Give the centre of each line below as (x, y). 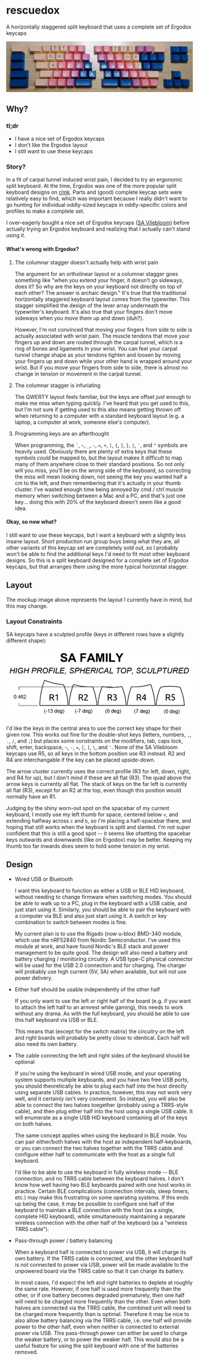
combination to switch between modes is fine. (71, 922)
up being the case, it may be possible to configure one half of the (94, 1204)
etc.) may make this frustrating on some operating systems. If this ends (102, 1197)
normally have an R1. (31, 797)
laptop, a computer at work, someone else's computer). (83, 422)
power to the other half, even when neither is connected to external (97, 1327)
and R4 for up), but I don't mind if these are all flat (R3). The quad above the (99, 778)
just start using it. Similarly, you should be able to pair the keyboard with (102, 909)
